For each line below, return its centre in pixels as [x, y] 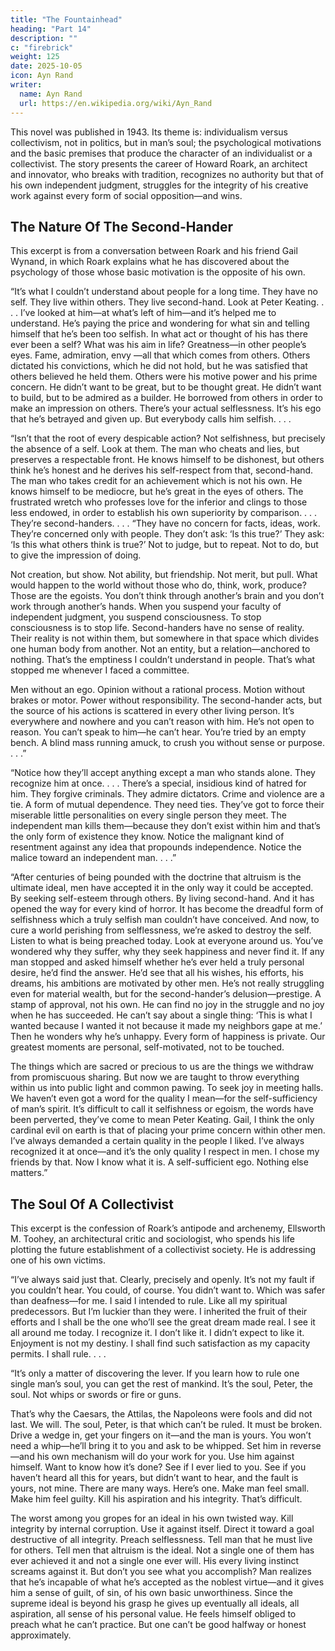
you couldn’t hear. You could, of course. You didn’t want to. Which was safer [168, 1290]
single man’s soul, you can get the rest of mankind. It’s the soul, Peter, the [161, 1384]
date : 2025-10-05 [46, 66]
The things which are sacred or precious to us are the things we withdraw [162, 1067]
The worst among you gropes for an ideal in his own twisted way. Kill [152, 1518]
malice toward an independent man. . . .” [93, 858]
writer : [26, 85]
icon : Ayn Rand [42, 76]
